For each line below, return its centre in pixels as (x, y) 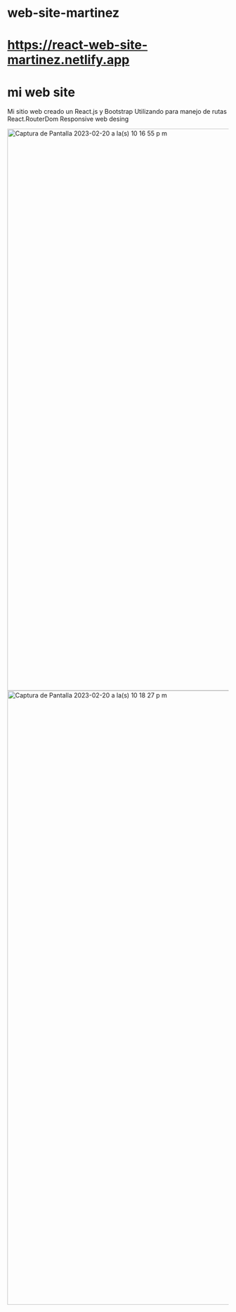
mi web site (41, 92)
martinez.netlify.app (68, 60)
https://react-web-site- (78, 45)
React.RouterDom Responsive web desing (68, 119)
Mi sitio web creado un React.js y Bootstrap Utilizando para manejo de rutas (117, 112)
